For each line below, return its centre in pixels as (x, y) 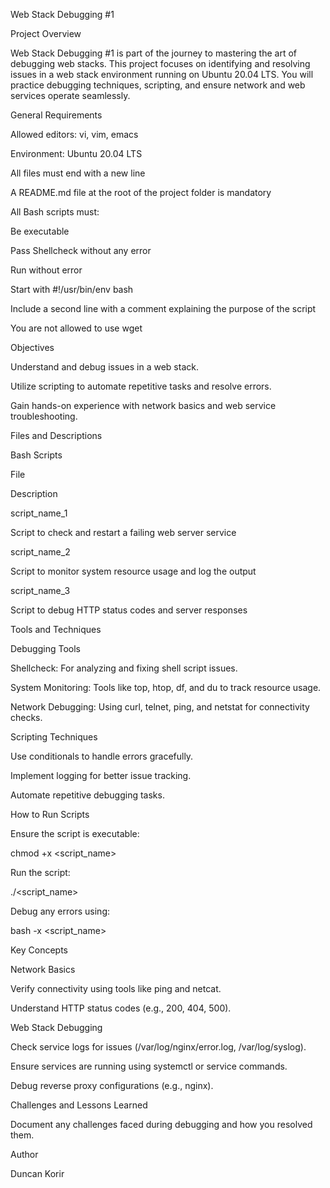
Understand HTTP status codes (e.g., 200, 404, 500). (121, 1008)
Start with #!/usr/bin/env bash (72, 289)
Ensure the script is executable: (75, 833)
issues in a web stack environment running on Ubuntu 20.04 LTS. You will (162, 74)
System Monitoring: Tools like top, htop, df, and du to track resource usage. (166, 687)
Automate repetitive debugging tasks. (87, 795)
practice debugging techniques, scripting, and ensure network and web (158, 85)
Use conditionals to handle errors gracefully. (102, 756)
